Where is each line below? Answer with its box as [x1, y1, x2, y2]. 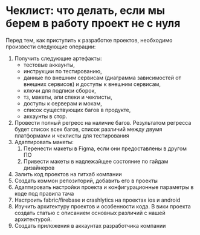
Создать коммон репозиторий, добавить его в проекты [14, 177, 158, 184]
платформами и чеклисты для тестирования [14, 131, 129, 139]
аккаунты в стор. [23, 113, 68, 120]
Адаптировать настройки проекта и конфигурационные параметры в [14, 183, 194, 191]
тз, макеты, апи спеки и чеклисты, [23, 93, 112, 101]
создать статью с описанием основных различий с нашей [14, 209, 166, 216]
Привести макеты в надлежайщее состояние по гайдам [23, 157, 169, 165]
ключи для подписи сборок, [23, 87, 96, 94]
